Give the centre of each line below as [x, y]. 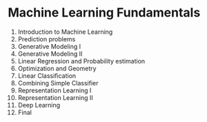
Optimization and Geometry [57, 68]
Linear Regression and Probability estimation [81, 61]
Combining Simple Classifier [58, 83]
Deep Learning [39, 105]
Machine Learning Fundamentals [104, 13]
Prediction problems [47, 39]
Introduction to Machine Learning [65, 32]
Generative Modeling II [50, 54]
